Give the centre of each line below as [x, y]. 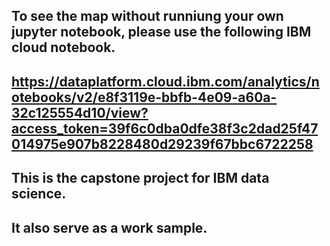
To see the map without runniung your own [147, 16]
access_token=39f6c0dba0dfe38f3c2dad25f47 [165, 128]
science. [39, 194]
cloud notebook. [63, 47]
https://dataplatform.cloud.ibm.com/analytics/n [165, 81]
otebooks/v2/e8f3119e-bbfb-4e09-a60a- [144, 97]
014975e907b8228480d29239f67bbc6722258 [162, 144]
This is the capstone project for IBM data [140, 178]
